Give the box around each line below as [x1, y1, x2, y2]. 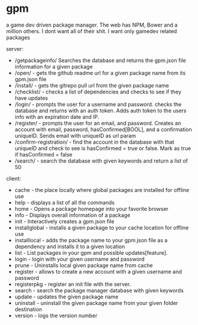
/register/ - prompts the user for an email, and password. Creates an [14, 119, 181, 126]
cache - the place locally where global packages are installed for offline [14, 186, 190, 193]
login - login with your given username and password [14, 255, 145, 262]
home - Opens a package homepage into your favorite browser [14, 205, 169, 212]
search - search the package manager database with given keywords [14, 287, 184, 294]
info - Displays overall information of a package [14, 212, 131, 219]
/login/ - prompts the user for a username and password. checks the [14, 100, 182, 108]
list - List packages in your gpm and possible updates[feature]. [14, 249, 168, 256]
